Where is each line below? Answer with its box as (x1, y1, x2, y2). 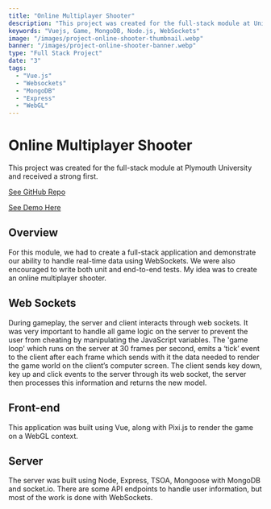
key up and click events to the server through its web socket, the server (8, 369, 247, 379)
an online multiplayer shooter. (8, 273, 107, 283)
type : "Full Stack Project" (8, 49, 103, 57)
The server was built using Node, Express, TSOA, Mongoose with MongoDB (8, 476, 261, 486)
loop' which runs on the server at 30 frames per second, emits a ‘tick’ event (8, 343, 261, 353)
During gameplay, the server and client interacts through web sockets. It (8, 317, 248, 327)
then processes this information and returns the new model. (8, 378, 207, 387)
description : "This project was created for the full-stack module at (8, 19, 251, 27)
